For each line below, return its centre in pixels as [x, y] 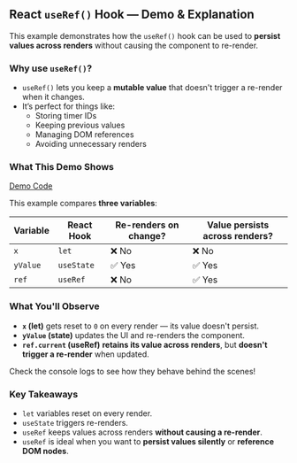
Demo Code [31, 186]
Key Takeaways [44, 394]
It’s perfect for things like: [69, 106]
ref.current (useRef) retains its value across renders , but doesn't [145, 344]
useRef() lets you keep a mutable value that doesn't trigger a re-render [152, 88]
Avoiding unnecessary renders [91, 144]
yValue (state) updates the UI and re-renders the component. [133, 335]
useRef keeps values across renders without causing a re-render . [142, 432]
